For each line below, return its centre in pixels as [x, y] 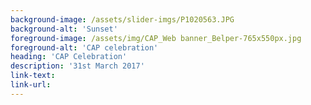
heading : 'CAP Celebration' [69, 57]
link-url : [31, 85]
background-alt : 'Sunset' [64, 29]
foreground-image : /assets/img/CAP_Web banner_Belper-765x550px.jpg [156, 38]
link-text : [33, 76]
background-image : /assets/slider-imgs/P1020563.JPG [122, 19]
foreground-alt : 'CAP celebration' [84, 47]
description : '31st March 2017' [77, 66]
